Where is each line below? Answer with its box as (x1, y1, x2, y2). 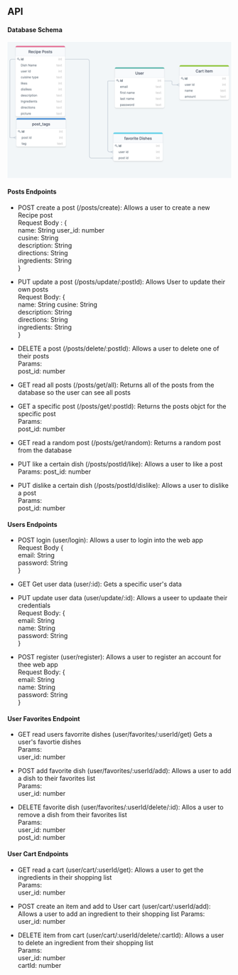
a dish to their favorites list (17, 774, 96, 783)
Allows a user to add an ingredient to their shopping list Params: (17, 910, 205, 918)
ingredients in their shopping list (17, 873, 112, 881)
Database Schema (7, 25, 63, 34)
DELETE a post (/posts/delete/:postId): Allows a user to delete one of (17, 344, 220, 353)
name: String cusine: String (17, 300, 98, 309)
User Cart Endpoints (7, 849, 69, 858)
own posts (17, 284, 48, 294)
